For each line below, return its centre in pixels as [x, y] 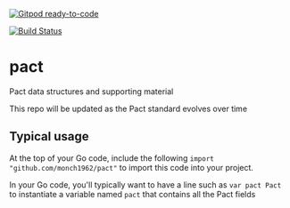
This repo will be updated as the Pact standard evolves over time [128, 108]
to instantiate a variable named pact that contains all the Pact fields [133, 194]
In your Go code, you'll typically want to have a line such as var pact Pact [145, 184]
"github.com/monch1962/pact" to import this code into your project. [132, 167]
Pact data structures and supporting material [91, 91]
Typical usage [49, 136]
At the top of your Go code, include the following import [112, 158]
